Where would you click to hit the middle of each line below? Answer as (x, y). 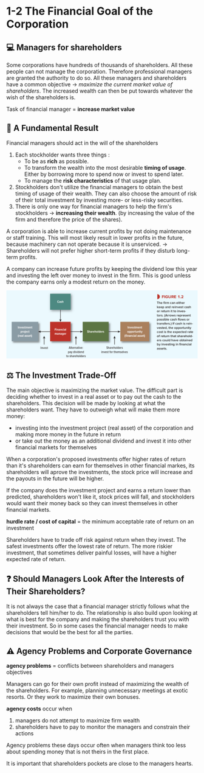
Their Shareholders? (46, 592)
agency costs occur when (39, 709)
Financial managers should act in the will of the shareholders (82, 143)
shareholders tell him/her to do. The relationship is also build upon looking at (102, 612)
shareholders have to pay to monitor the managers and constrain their (102, 727)
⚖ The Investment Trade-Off (61, 376)
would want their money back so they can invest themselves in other (92, 503)
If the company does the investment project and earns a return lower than (99, 490)
